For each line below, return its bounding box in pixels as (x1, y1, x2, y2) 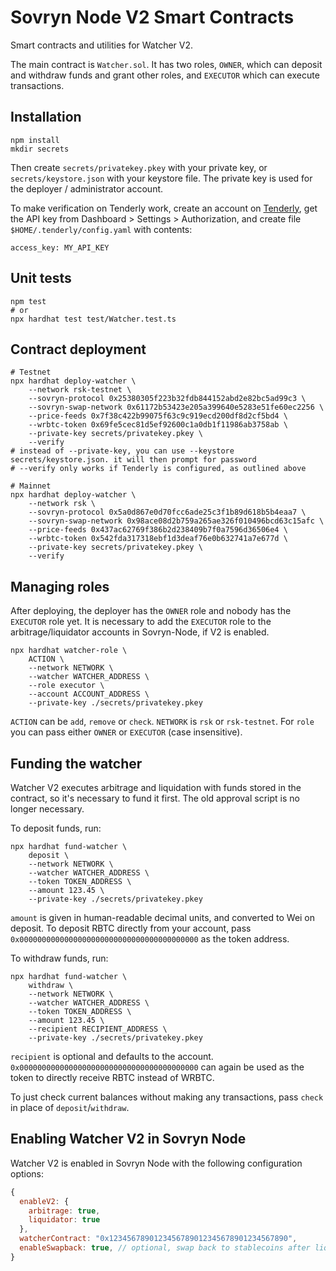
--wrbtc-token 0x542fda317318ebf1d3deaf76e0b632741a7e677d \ (28, 534, 288, 544)
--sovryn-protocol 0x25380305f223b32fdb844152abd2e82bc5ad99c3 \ (28, 394, 307, 404)
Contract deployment (10, 341, 147, 358)
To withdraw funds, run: (10, 952, 109, 964)
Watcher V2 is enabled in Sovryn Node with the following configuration (10, 1157, 303, 1169)
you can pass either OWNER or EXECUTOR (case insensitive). (10, 726, 243, 738)
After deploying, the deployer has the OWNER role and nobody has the (10, 605, 292, 617)
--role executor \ (28, 681, 105, 691)
